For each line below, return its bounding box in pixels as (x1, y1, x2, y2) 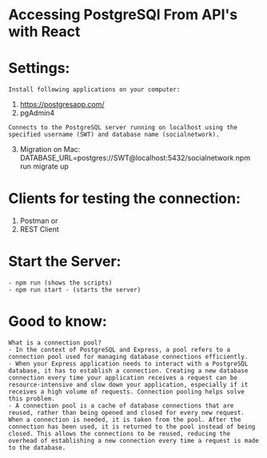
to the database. (8, 444, 66, 452)
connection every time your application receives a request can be (8, 373, 238, 381)
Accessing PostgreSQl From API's (8, 6, 238, 24)
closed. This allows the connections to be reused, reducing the (8, 429, 230, 437)
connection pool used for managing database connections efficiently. (8, 352, 249, 360)
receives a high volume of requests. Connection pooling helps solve (8, 388, 245, 396)
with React (8, 22, 81, 41)
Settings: (8, 59, 70, 78)
